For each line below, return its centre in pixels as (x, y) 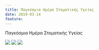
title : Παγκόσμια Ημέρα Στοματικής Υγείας (49, 10)
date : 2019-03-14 (23, 14)
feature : (14, 19)
